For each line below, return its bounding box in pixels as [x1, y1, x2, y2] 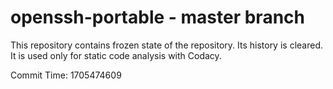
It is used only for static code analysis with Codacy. [10, 49, 222, 61]
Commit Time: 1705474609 [10, 69, 122, 81]
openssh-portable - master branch [10, 6, 305, 29]
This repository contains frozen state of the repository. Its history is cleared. [10, 39, 323, 51]
